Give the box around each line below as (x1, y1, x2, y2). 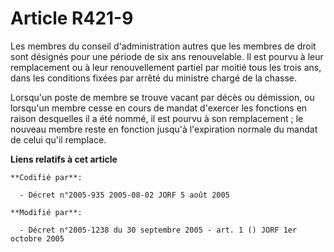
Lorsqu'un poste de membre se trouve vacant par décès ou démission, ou (10, 91, 315, 103)
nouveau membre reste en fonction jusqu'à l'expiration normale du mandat (10, 123, 318, 135)
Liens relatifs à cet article (10, 153, 118, 165)
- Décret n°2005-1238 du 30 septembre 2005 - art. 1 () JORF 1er (19, 225, 298, 235)
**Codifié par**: (10, 172, 83, 182)
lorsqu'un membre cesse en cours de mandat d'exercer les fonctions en (10, 102, 308, 114)
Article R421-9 (10, 7, 134, 30)
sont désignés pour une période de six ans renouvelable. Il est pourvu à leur (10, 50, 324, 62)
